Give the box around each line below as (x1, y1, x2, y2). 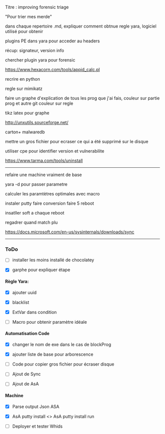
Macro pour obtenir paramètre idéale (12, 319, 87, 325)
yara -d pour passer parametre (5, 182, 68, 187)
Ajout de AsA (12, 381, 39, 387)
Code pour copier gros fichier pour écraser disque (12, 361, 114, 367)
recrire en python (5, 76, 40, 82)
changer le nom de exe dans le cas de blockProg (12, 341, 111, 347)
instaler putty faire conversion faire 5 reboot (5, 200, 94, 206)
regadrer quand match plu (5, 219, 58, 225)
